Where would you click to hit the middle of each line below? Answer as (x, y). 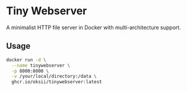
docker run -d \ (26, 60)
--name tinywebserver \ (41, 65)
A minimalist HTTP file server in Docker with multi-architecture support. (93, 27)
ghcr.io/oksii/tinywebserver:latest (57, 82)
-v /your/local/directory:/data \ (54, 76)
